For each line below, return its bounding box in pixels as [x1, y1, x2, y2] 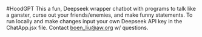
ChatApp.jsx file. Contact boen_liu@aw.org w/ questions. [6, 24, 149, 31]
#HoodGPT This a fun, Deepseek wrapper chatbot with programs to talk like [6, 5, 196, 12]
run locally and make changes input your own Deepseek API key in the [6, 18, 183, 24]
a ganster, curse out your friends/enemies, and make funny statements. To [6, 11, 193, 18]
